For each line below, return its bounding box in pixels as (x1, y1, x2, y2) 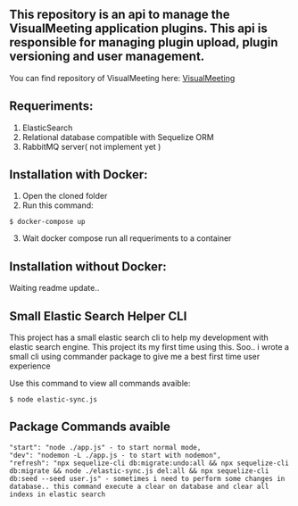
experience (9, 361, 51, 371)
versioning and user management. (9, 49, 205, 64)
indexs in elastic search (9, 490, 105, 499)
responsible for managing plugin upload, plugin (9, 35, 278, 50)
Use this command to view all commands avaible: (9, 378, 191, 389)
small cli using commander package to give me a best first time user (9, 352, 261, 362)
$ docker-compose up (9, 218, 87, 227)
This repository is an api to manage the (9, 7, 230, 22)
